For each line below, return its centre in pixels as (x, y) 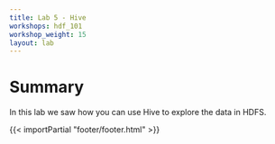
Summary (46, 87)
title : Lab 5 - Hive (48, 18)
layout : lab (32, 43)
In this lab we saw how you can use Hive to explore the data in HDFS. (138, 112)
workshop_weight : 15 (48, 34)
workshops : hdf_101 (46, 26)
